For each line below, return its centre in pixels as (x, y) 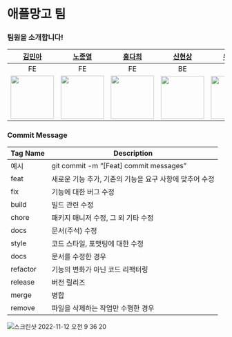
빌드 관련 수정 (72, 205)
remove (23, 307)
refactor (23, 269)
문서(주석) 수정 (74, 230)
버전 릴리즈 (68, 282)
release (23, 282)
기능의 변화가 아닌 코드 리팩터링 (100, 269)
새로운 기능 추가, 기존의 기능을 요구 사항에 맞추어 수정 (133, 178)
